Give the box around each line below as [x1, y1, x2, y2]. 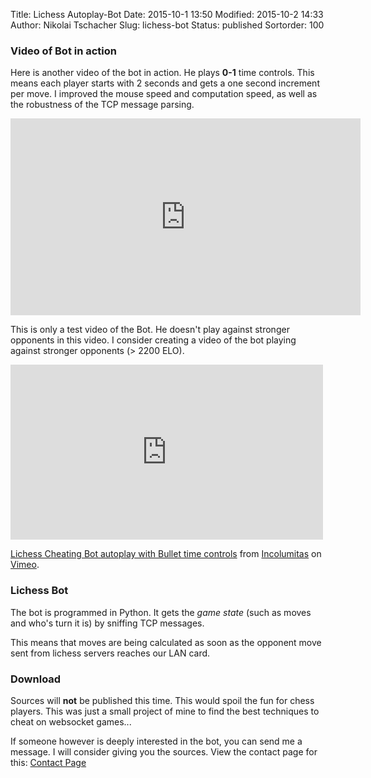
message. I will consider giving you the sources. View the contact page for [10, 745, 318, 758]
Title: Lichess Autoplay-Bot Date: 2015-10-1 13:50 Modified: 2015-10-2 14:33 [10, 9, 324, 20]
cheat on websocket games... [10, 715, 132, 728]
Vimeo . [10, 559, 40, 571]
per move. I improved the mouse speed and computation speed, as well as [10, 88, 318, 100]
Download [10, 672, 62, 686]
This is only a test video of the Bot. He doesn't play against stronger [10, 324, 290, 336]
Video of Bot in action [10, 44, 118, 58]
